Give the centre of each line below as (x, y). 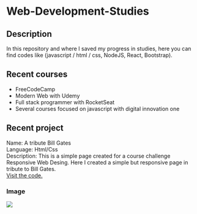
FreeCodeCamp (35, 89)
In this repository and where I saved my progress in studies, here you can (99, 48)
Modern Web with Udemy (47, 96)
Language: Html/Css (32, 149)
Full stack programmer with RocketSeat (65, 102)
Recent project (35, 128)
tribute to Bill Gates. (31, 169)
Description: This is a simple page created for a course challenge (88, 156)
